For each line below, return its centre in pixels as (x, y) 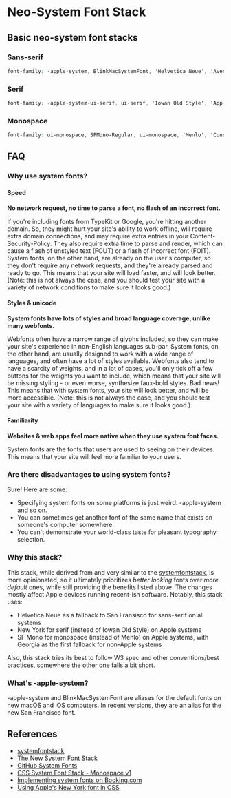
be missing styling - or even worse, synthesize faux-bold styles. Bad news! (113, 382)
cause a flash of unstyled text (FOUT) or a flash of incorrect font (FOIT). (109, 250)
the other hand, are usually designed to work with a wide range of (100, 354)
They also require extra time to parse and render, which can (138, 243)
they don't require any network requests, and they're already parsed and (110, 265)
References (32, 734)
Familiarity (23, 420)
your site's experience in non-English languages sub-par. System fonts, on (113, 346)
